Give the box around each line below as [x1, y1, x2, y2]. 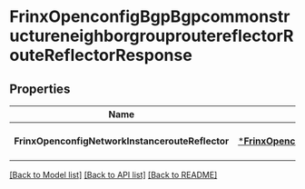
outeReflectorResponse [9, 45, 192, 65]
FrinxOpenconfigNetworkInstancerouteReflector [14, 134, 230, 147]
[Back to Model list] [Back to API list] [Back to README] [9, 170, 218, 180]
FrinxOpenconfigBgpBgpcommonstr [9, 6, 290, 27]
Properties [9, 81, 71, 96]
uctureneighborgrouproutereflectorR [9, 25, 294, 46]
